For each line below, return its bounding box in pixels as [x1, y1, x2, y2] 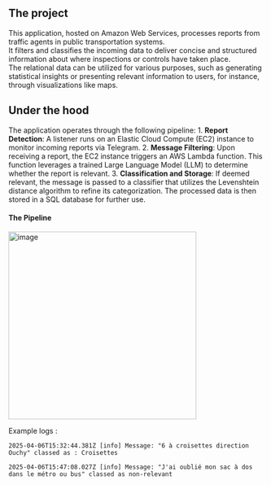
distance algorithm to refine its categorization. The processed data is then [8, 186, 256, 195]
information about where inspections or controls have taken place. [8, 54, 231, 63]
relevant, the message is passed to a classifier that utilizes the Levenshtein [8, 177, 260, 186]
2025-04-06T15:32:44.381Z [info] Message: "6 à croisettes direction [8, 441, 250, 450]
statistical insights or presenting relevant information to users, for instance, [8, 71, 260, 81]
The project [8, 7, 68, 20]
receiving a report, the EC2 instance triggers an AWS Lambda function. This [8, 151, 263, 161]
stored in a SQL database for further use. [8, 194, 146, 204]
